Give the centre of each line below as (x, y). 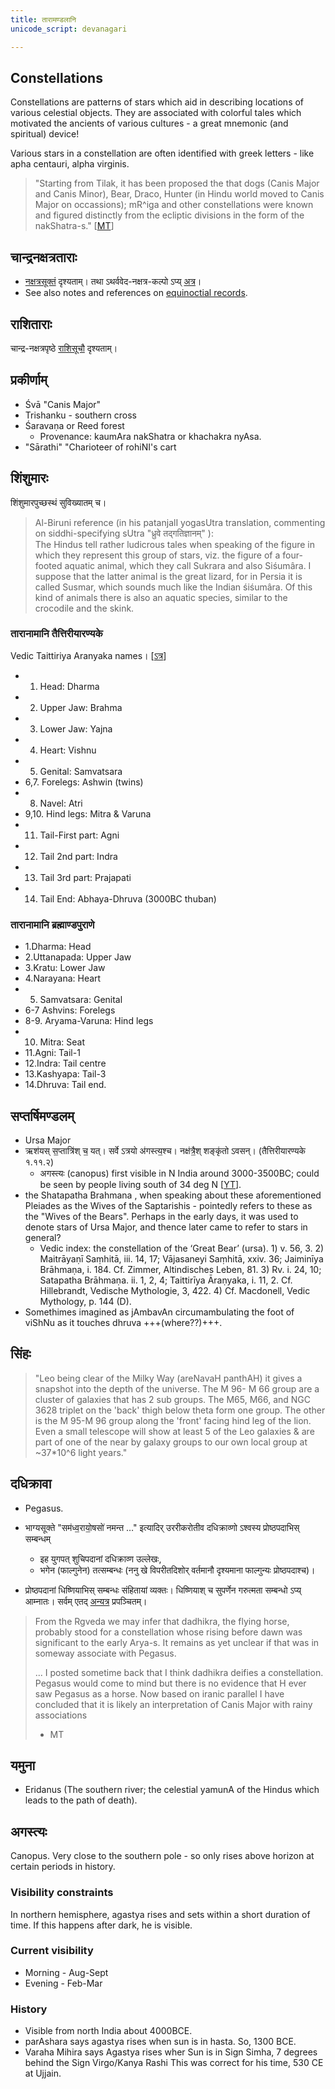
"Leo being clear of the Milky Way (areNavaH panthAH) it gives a (168, 1378)
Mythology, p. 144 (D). (85, 1301)
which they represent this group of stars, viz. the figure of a (157, 555)
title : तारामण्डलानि (43, 19)
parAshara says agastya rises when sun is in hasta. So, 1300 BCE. (160, 2042)
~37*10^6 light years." (81, 1452)
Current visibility (52, 1951)
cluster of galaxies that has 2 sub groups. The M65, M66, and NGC (173, 1399)
